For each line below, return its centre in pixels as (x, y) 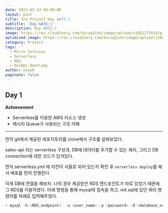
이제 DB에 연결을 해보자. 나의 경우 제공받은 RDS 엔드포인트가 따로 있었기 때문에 (82, 183)
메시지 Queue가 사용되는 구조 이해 (46, 123)
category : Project (24, 42)
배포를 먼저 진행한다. (30, 172)
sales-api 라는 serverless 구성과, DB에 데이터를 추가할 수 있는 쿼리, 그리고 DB (82, 149)
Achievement (19, 107)
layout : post (19, 14)
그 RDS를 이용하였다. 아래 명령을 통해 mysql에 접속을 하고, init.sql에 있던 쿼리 (81, 189)
